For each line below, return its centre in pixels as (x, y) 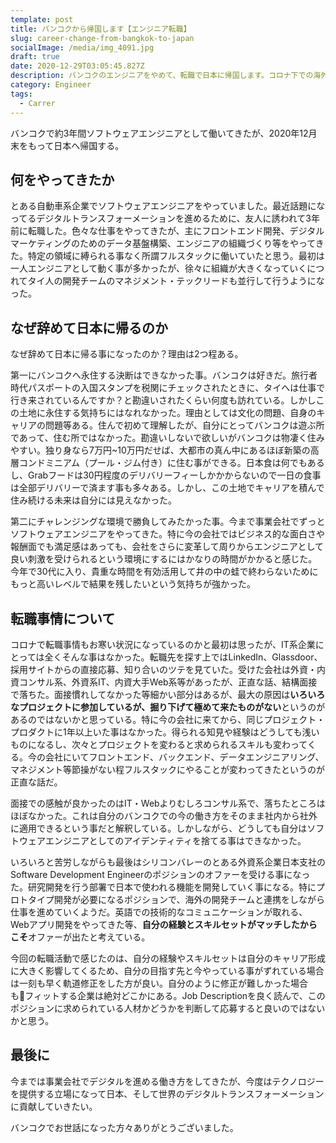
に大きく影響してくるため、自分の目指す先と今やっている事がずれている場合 (167, 970)
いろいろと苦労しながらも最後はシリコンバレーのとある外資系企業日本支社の (168, 862)
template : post (42, 19)
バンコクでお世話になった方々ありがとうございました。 (124, 1127)
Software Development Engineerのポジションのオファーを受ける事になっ (160, 874)
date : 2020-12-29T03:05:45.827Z (77, 66)
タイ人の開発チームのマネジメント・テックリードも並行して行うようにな (176, 281)
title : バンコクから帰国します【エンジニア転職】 (101, 29)
